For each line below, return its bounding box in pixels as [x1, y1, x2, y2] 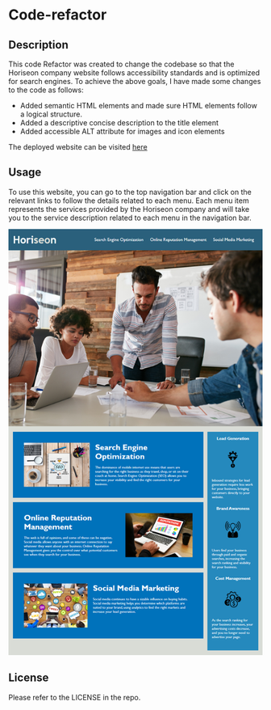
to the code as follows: [8, 85, 84, 95]
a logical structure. [19, 109, 83, 119]
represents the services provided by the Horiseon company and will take [8, 204, 250, 213]
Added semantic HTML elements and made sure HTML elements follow [19, 101, 258, 110]
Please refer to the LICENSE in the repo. [8, 692, 141, 702]
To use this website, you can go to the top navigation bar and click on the [8, 187, 252, 197]
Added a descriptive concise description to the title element [19, 118, 219, 127]
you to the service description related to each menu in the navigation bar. [8, 213, 252, 222]
